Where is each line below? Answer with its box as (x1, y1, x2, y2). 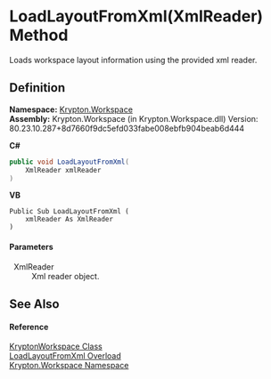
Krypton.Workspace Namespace (9, 360, 129, 371)
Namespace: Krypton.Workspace (9, 104, 134, 115)
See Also (9, 296, 60, 311)
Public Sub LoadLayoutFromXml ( (9, 207, 129, 216)
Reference (9, 321, 49, 332)
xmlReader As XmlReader (25, 215, 114, 224)
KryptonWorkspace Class (9, 341, 103, 352)
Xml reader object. (31, 270, 100, 281)
